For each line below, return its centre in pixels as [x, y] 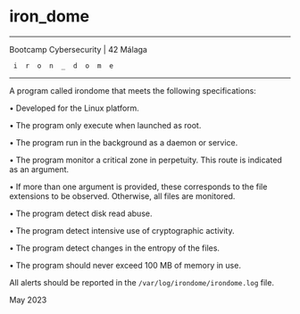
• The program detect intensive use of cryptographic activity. [122, 230]
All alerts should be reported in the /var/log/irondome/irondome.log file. [142, 282]
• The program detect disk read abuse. [81, 213]
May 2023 [28, 300]
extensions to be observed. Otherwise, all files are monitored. [122, 196]
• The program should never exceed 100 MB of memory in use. [125, 265]
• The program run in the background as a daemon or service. [124, 142]
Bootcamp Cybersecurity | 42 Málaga [78, 49]
